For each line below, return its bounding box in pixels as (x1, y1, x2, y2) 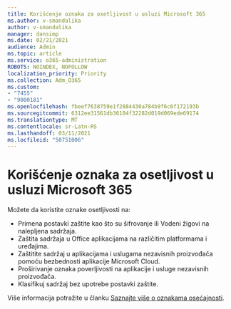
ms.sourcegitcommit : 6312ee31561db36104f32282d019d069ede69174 (7, 110, 200, 117)
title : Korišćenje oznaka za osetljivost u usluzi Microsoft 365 (7, 10, 205, 18)
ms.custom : (7, 83, 40, 90)
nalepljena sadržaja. (17, 227, 77, 236)
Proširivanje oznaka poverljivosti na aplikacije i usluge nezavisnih (17, 265, 209, 273)
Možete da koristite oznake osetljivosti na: (7, 206, 130, 214)
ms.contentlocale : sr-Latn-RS (7, 122, 98, 130)
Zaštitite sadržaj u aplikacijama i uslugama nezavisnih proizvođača (17, 250, 213, 258)
